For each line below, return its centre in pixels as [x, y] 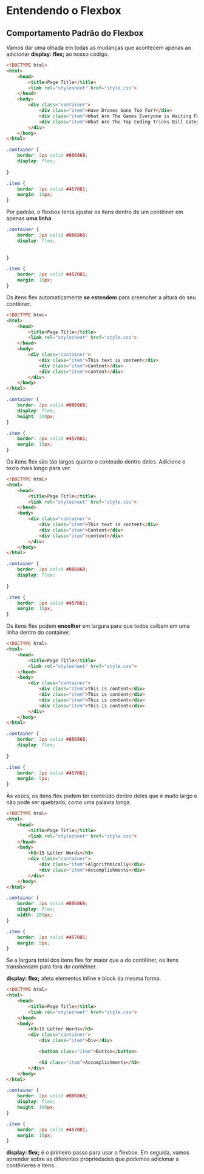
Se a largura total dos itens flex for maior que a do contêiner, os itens [93, 960]
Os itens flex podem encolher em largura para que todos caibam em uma [98, 626]
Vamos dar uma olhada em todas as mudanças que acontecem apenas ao [99, 47]
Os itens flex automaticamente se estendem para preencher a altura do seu [101, 297]
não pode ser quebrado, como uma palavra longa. [69, 802]
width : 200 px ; [35, 915]
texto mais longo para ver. [39, 468]
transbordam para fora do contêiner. [52, 967]
